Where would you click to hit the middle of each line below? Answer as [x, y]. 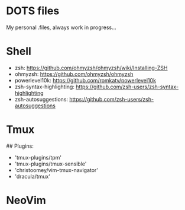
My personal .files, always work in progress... [61, 27]
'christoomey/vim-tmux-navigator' [56, 170]
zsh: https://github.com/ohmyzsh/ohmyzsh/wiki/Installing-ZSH [91, 68]
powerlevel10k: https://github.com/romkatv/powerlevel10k [85, 80]
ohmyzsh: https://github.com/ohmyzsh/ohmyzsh [74, 74]
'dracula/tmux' [33, 176]
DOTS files [33, 11]
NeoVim [26, 201]
